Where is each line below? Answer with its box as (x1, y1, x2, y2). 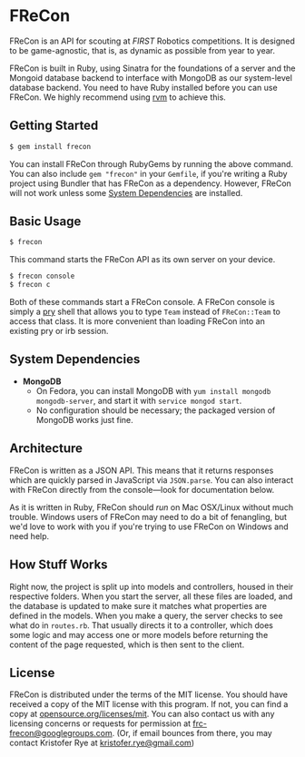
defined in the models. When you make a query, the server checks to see (9, 610, 283, 621)
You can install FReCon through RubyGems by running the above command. (9, 158, 293, 169)
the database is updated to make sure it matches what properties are (9, 600, 268, 611)
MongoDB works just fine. (35, 414, 133, 425)
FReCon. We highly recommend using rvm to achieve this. (9, 92, 227, 103)
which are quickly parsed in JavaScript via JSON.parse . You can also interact (9, 474, 294, 486)
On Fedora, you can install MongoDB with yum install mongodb (35, 385, 271, 396)
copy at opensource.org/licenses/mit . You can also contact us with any (9, 709, 275, 720)
